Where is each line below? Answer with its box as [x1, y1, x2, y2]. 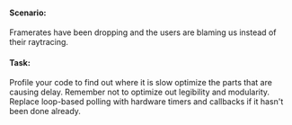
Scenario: [9, 7, 47, 18]
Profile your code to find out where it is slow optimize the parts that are [9, 77, 272, 88]
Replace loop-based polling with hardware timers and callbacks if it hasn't [9, 96, 284, 107]
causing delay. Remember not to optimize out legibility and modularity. [9, 86, 270, 98]
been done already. [9, 106, 81, 117]
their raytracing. [9, 37, 69, 48]
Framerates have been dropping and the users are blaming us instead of [9, 27, 277, 38]
